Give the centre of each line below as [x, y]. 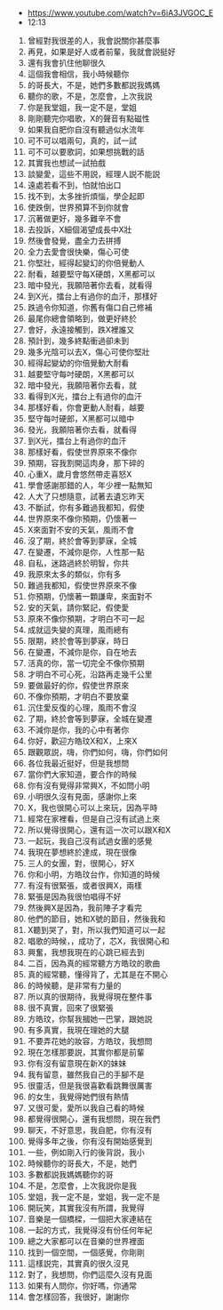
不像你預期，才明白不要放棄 [78, 696]
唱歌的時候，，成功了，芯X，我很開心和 [98, 941]
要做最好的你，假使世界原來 [78, 685]
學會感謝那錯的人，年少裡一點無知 [90, 485]
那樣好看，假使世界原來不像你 [82, 452]
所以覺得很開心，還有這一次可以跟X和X [99, 830]
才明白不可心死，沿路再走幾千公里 [90, 674]
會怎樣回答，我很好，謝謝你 [78, 1297]
